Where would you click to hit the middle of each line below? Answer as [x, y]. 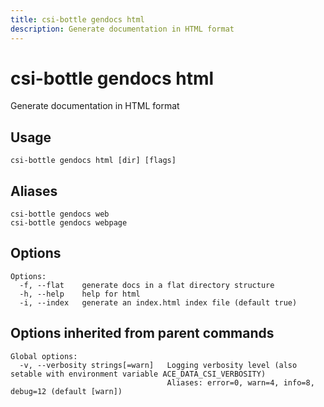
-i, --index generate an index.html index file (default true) [158, 302]
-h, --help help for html [80, 294]
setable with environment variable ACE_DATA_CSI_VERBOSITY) [138, 374]
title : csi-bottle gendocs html [77, 19]
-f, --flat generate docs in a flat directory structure [147, 285]
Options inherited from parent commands [142, 333]
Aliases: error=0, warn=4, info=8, [240, 382]
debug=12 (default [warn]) [66, 391]
